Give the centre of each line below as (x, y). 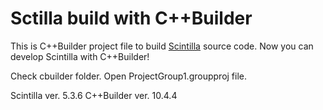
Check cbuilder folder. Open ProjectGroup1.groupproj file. (129, 76)
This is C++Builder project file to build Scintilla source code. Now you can (162, 46)
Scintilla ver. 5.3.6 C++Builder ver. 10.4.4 (94, 95)
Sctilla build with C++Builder (131, 18)
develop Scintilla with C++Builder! (80, 56)
